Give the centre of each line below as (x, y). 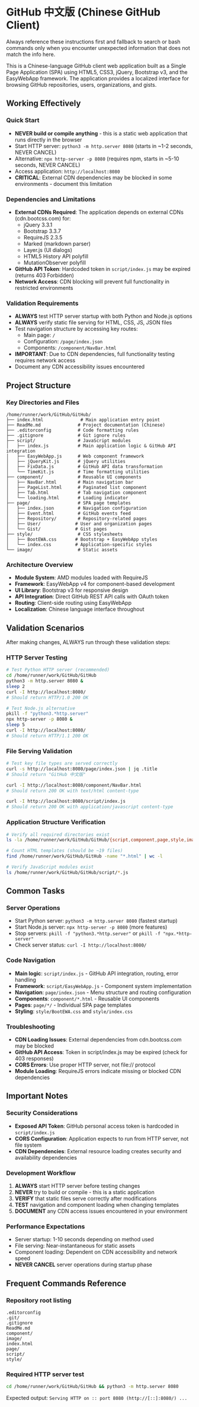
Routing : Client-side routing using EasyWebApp (73, 603)
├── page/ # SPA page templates (69, 503)
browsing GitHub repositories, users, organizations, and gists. (81, 84)
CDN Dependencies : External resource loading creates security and (98, 1151)
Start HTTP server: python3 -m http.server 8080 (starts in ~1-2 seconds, (104, 146)
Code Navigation (31, 960)
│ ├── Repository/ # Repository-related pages (76, 518)
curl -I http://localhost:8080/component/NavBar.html (74, 785)
